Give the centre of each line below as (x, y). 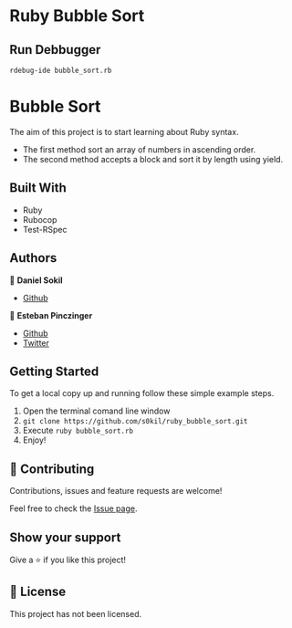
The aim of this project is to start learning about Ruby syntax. (124, 131)
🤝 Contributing (52, 469)
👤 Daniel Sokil (36, 280)
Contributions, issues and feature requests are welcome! (116, 491)
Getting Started (54, 371)
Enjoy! (34, 440)
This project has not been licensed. (76, 613)
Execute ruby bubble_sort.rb (78, 431)
